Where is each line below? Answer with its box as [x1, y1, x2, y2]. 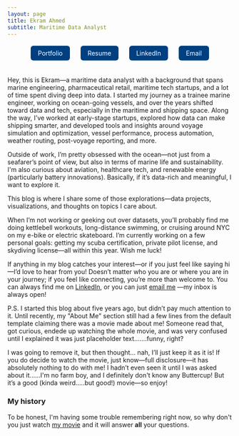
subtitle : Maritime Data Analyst [7, 24, 107, 31]
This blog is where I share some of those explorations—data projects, [7, 194, 212, 203]
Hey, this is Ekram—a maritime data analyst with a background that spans [7, 76, 223, 84]
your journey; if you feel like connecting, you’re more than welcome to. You [7, 275, 228, 284]
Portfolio [38, 49, 63, 58]
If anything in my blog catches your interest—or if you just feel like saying [7, 260, 223, 268]
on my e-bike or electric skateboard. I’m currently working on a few [7, 231, 205, 240]
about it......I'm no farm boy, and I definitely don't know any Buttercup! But [7, 371, 225, 380]
